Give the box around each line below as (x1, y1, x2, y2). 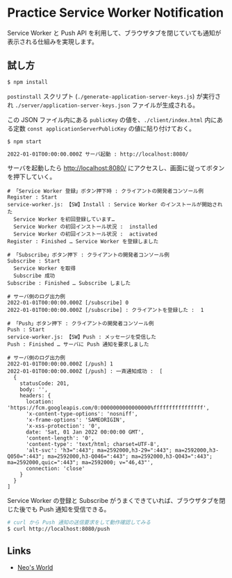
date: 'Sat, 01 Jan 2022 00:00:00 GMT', (25, 429, 144, 436)
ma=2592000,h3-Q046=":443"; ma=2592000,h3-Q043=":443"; (47, 453, 213, 460)
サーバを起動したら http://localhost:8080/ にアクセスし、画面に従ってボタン (7, 164, 225, 172)
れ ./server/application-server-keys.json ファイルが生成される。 (7, 101, 199, 109)
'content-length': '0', (25, 435, 95, 442)
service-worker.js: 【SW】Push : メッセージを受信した (7, 333, 156, 341)
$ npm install (7, 79, 49, 85)
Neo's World (17, 563, 53, 571)
